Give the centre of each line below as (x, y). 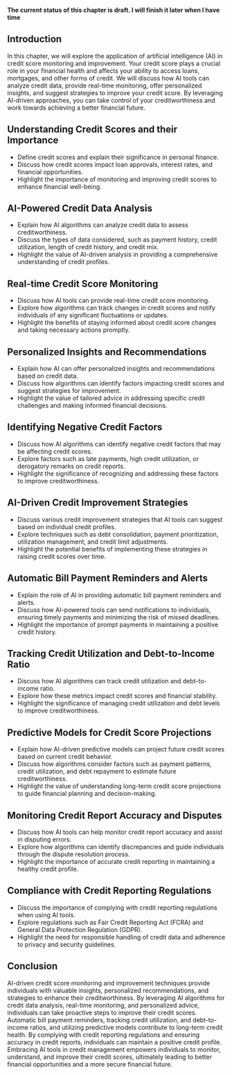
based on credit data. (47, 376)
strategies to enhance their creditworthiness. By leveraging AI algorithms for (116, 998)
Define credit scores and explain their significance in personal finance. (118, 157)
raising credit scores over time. (61, 556)
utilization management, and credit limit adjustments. (92, 542)
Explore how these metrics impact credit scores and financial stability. (117, 696)
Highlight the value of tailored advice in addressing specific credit (111, 398)
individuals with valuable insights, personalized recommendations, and (108, 990)
